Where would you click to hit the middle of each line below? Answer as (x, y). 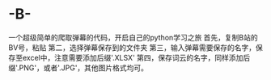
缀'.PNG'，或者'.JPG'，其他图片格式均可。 (78, 67)
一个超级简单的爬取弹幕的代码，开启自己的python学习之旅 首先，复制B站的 (133, 37)
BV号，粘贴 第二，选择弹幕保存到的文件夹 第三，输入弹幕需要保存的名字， (132, 47)
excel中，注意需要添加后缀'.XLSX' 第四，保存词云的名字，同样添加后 (136, 57)
